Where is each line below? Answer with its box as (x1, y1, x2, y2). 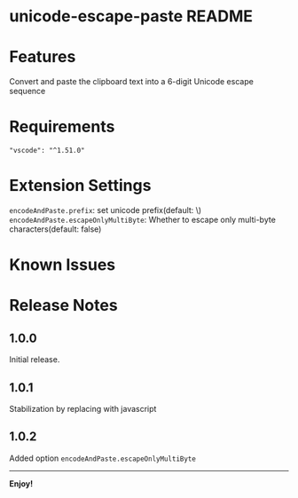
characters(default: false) (9, 224, 102, 234)
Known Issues (9, 255, 116, 275)
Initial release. (9, 354, 60, 365)
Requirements (9, 117, 115, 137)
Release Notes (9, 296, 118, 316)
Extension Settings (9, 176, 152, 196)
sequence (9, 86, 46, 97)
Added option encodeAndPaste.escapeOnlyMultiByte (9, 453, 197, 463)
